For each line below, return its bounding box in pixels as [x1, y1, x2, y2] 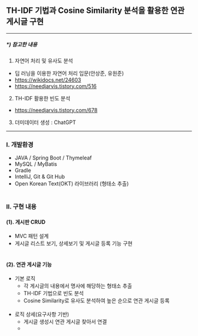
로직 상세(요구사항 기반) [14, 311, 70, 318]
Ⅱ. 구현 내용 [6, 203, 37, 211]
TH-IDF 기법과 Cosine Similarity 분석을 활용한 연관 [6, 5, 185, 16]
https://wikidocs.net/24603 [14, 76, 81, 83]
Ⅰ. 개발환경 [6, 141, 34, 149]
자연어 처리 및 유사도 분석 [14, 57, 74, 64]
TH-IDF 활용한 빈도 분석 [14, 94, 71, 102]
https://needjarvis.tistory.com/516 [14, 82, 97, 90]
